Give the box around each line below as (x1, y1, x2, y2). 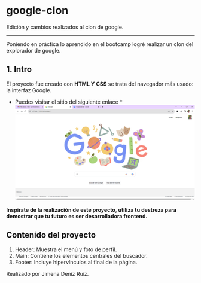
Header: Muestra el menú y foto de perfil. (14, 246, 117, 253)
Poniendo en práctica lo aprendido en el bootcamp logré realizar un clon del (6, 40, 194, 48)
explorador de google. (6, 47, 61, 54)
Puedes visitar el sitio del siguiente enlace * (14, 98, 123, 105)
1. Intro (6, 64, 32, 75)
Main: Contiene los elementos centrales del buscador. (14, 252, 148, 259)
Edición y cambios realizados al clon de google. (6, 23, 124, 31)
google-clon (6, 4, 69, 17)
